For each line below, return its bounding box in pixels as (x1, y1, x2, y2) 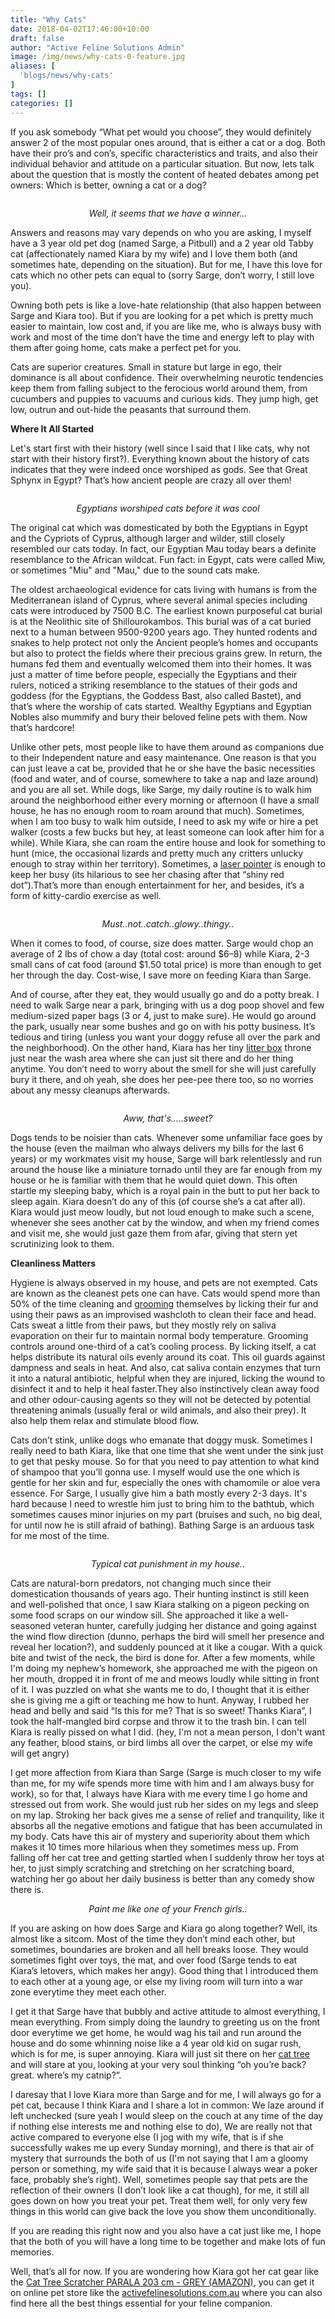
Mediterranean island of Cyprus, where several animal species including (10, 594, 308, 606)
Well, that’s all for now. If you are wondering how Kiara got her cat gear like (10, 2265, 319, 2277)
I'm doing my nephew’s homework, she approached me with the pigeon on (10, 1662, 318, 1674)
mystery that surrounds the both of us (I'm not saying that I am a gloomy (10, 2152, 309, 2164)
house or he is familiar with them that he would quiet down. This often (10, 1174, 298, 1186)
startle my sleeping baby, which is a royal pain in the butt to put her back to (10, 1184, 320, 1196)
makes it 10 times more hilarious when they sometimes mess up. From (10, 1841, 299, 1853)
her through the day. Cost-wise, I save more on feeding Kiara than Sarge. (10, 969, 312, 981)
